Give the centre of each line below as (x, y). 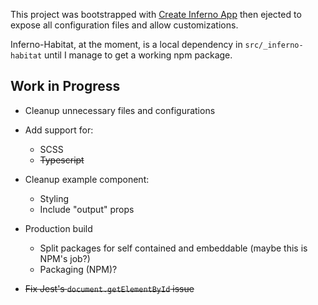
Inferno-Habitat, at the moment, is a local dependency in (126, 44)
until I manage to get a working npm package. (138, 55)
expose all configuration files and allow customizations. (124, 25)
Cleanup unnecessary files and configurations (120, 110)
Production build (58, 228)
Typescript (62, 160)
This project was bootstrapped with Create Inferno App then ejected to (156, 14)
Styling (54, 198)
